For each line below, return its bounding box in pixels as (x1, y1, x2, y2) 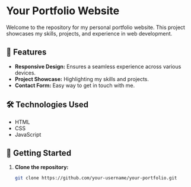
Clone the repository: (14, 164, 69, 171)
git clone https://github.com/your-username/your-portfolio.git (14, 175, 177, 181)
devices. (14, 69, 36, 76)
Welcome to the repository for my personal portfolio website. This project (6, 24, 186, 31)
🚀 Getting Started (6, 148, 72, 158)
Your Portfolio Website (6, 4, 120, 18)
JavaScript (14, 131, 42, 138)
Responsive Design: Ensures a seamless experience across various (14, 63, 182, 70)
